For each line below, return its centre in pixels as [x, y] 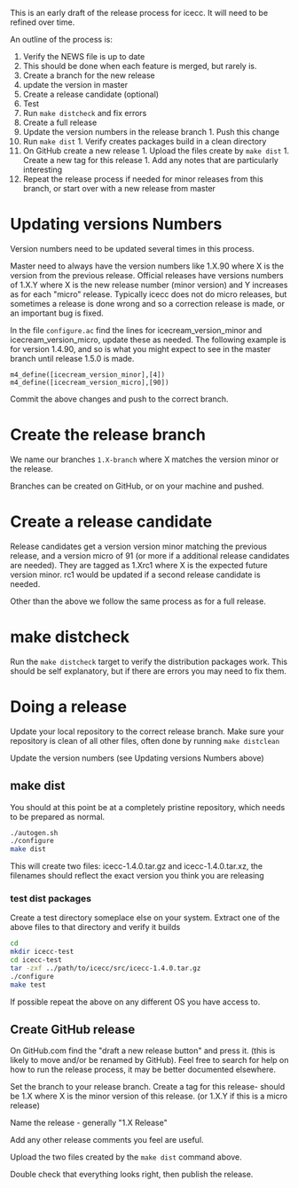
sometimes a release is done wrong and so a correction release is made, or [147, 303]
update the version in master [75, 85]
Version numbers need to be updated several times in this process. [133, 248]
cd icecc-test [36, 960]
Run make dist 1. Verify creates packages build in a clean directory [145, 141]
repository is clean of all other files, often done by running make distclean [145, 740]
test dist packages [51, 899]
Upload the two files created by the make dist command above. [126, 1157]
